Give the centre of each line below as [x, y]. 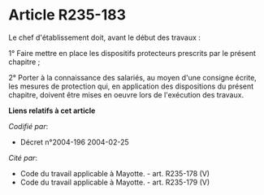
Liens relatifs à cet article [52, 110]
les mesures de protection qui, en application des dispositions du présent [131, 86]
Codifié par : [28, 126]
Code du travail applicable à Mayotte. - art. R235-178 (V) [115, 173]
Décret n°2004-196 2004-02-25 [74, 142]
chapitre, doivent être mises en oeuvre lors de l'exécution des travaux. [126, 94]
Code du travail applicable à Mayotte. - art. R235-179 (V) [115, 182]
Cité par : [23, 158]
